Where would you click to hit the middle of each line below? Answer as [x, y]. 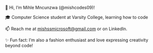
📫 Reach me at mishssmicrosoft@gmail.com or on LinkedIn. [66, 29]
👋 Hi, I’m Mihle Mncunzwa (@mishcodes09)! [50, 8]
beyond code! [19, 45]
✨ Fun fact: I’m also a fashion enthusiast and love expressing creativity [77, 40]
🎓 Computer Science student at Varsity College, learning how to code [77, 17]
